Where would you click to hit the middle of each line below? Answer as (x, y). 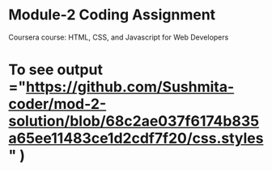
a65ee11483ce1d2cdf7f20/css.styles (136, 138)
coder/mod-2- (57, 104)
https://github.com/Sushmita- (130, 87)
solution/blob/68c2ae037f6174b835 (134, 121)
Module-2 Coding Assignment (112, 15)
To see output (56, 70)
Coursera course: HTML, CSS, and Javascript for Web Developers (119, 37)
